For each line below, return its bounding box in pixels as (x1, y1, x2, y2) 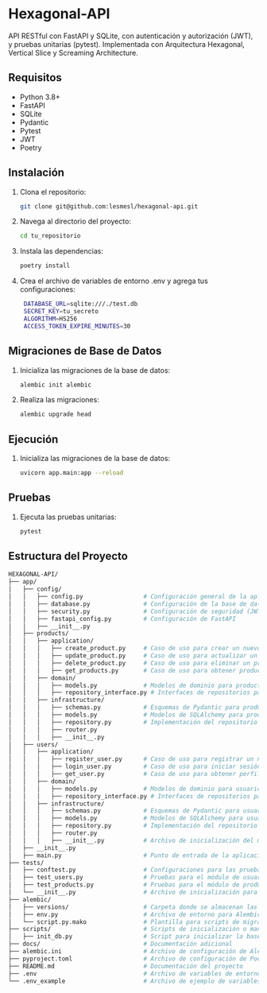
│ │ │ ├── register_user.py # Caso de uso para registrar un (8, 755, 254, 763)
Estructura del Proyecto (8, 549, 129, 563)
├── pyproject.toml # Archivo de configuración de (8, 955, 247, 963)
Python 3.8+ (19, 92, 61, 102)
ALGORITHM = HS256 (23, 315, 78, 323)
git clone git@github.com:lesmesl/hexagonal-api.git (19, 202, 199, 211)
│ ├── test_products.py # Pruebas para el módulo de (8, 881, 240, 889)
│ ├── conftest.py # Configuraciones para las (8, 866, 237, 875)
